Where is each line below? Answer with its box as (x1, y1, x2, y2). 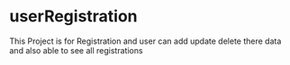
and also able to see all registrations (9, 45, 143, 55)
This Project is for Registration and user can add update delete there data (9, 36, 282, 46)
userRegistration (9, 6, 138, 27)
